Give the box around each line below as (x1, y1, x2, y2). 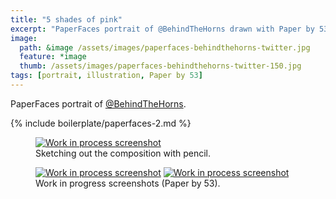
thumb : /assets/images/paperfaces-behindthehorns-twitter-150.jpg (19, 61, 302, 71)
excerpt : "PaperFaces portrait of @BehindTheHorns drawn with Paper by (10, 24, 315, 34)
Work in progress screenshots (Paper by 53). (35, 177, 221, 189)
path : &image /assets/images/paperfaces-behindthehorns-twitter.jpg (19, 42, 311, 53)
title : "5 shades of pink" (10, 14, 123, 25)
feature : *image (19, 52, 87, 62)
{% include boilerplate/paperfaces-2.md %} (10, 117, 192, 129)
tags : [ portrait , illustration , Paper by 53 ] (10, 71, 203, 81)
